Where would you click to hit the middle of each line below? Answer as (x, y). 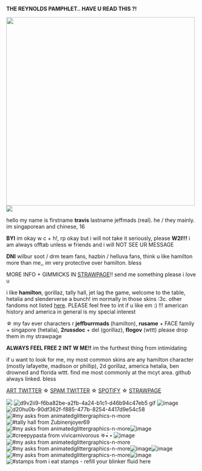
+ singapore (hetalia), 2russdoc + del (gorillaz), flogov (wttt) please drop (97, 330)
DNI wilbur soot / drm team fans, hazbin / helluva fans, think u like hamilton (99, 256)
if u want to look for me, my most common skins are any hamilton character (100, 359)
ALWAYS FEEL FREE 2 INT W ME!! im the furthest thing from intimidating (96, 348)
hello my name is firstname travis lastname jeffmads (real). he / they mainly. (100, 220)
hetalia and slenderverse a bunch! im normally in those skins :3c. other (94, 299)
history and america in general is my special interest (71, 312)
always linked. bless (31, 379)
